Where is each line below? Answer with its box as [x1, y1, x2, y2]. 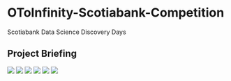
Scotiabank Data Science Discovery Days [7, 28, 127, 36]
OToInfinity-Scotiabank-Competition [7, 5, 225, 21]
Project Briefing [7, 48, 77, 60]
